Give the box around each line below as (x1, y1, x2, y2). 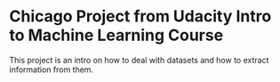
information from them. (9, 64, 94, 75)
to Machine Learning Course (9, 25, 224, 45)
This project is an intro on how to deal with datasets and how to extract (9, 54, 269, 65)
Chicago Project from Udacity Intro (9, 6, 272, 27)
